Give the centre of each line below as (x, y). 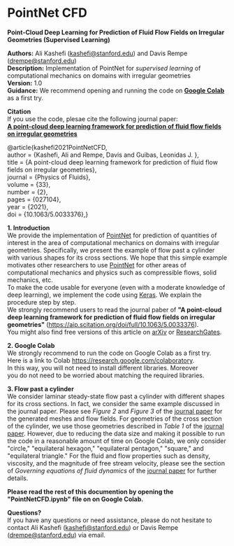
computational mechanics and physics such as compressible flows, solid (112, 272)
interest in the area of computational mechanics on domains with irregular (114, 242)
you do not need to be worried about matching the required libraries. (106, 375)
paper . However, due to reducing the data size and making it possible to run (116, 433)
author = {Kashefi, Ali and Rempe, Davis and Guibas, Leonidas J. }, (103, 155)
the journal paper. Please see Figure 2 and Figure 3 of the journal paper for (115, 411)
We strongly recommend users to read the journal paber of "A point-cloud (115, 309)
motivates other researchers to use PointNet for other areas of (97, 265)
